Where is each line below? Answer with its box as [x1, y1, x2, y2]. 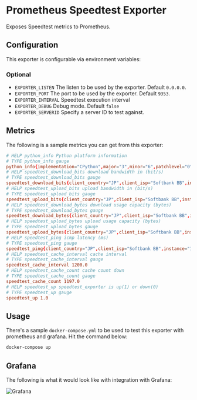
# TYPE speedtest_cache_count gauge [6, 273, 96, 279]
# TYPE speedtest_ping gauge [6, 240, 77, 246]
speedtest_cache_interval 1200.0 [6, 262, 88, 268]
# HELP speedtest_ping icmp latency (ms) [6, 235, 109, 241]
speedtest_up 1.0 [6, 295, 49, 301]
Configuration [6, 40, 59, 50]
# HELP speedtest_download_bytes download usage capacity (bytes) [6, 202, 172, 208]
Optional [6, 70, 31, 78]
